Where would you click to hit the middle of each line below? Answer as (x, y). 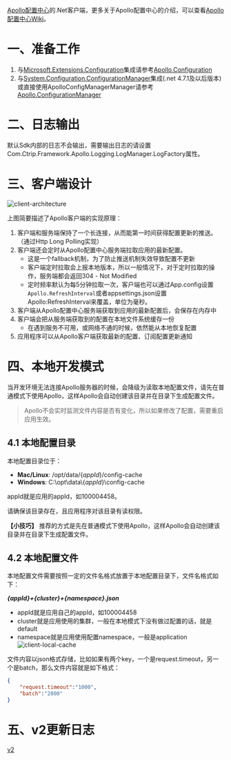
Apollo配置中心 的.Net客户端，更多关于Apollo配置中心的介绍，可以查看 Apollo (115, 10)
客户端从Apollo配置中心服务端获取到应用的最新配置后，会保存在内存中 (117, 310)
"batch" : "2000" (41, 694)
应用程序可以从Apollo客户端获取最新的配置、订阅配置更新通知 (105, 336)
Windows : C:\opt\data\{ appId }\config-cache (81, 482)
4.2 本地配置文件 (43, 558)
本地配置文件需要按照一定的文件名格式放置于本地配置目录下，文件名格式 (110, 576)
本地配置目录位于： (34, 460)
